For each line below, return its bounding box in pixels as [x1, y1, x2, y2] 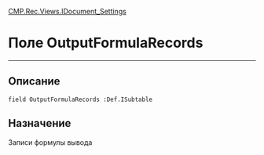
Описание [8, 74, 60, 88]
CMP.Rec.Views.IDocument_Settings [8, 7, 127, 16]
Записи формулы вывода [8, 137, 93, 147]
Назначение [8, 117, 71, 130]
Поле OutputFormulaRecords [8, 34, 203, 52]
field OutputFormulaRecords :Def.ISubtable [8, 96, 153, 103]
